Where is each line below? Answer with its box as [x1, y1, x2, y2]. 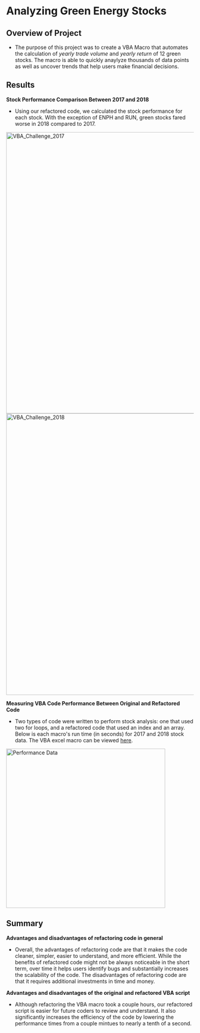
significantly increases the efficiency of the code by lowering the [14, 1013, 174, 1020]
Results [6, 80, 35, 90]
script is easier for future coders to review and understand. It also [14, 1007, 176, 1014]
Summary [6, 918, 43, 929]
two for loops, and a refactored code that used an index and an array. [14, 724, 186, 731]
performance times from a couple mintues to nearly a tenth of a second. [14, 1019, 192, 1027]
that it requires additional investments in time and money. [14, 978, 155, 985]
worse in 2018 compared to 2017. [14, 120, 96, 127]
